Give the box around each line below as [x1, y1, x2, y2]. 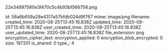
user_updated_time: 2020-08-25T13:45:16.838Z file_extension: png [5, 30, 144, 35]
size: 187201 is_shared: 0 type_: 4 [5, 40, 74, 46]
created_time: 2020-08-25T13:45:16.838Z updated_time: [5, 19, 123, 25]
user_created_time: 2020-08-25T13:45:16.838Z [43, 24, 141, 30]
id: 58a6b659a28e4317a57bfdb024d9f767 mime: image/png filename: [5, 14, 150, 19]
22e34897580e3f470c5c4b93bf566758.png [5, 4, 97, 10]
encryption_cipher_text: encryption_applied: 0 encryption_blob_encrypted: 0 [5, 35, 163, 41]
